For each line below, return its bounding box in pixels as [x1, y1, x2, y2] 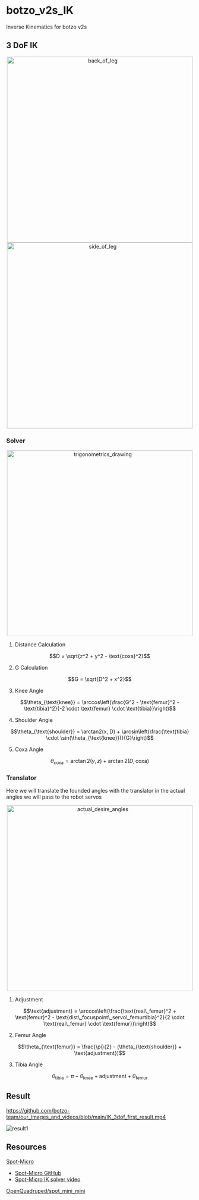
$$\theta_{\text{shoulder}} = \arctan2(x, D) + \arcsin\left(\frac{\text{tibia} [10, 728, 189, 735]
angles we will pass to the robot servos [6, 793, 102, 800]
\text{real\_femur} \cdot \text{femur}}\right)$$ [43, 1020, 156, 1028]
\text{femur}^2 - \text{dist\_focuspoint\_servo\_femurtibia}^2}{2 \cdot [14, 1014, 185, 1021]
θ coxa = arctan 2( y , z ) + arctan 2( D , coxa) [50, 758, 150, 766]
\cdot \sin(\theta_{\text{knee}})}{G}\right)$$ [46, 734, 154, 742]
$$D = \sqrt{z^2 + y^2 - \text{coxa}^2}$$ [49, 652, 150, 660]
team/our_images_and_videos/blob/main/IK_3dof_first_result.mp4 [6, 1113, 166, 1120]
